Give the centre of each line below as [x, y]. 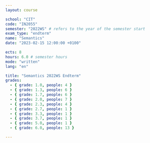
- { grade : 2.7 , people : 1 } [41, 109]
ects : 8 [14, 52]
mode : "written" [23, 62]
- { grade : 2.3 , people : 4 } [41, 104]
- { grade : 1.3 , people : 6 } [41, 90]
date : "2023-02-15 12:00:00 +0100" [43, 43]
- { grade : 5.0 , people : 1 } [41, 123]
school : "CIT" [20, 19]
